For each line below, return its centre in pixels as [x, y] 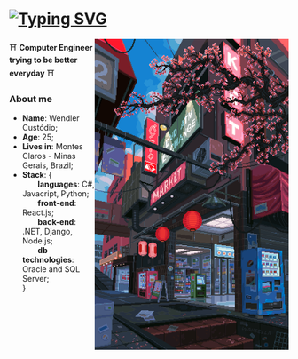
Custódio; [40, 128]
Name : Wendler [51, 118]
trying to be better [43, 60]
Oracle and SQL [51, 269]
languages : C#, [66, 184]
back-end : [57, 222]
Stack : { [37, 175]
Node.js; [37, 241]
